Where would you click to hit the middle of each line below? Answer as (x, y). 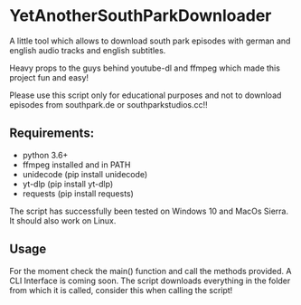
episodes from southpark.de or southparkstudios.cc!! (108, 104)
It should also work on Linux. (63, 220)
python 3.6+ (45, 155)
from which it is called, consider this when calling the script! (121, 290)
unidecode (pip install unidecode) (85, 174)
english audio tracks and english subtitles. (88, 50)
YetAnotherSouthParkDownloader (141, 16)
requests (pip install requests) (78, 193)
